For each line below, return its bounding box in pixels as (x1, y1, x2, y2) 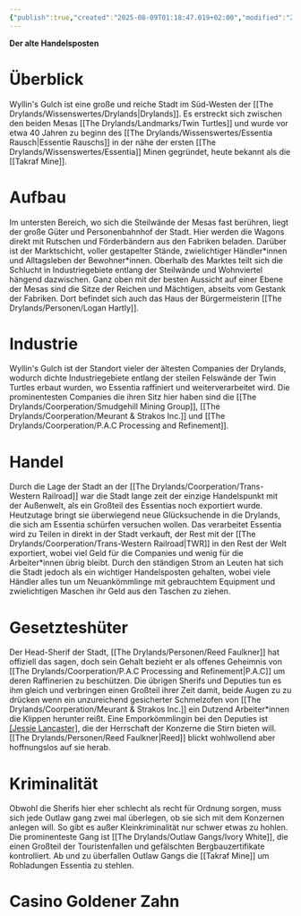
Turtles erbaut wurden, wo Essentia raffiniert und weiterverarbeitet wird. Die (9, 382, 290, 393)
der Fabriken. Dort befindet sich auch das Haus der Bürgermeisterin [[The (9, 293, 282, 304)
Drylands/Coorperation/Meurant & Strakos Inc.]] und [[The (9, 411, 226, 422)
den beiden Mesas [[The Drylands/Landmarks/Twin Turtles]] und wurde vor (9, 117, 288, 128)
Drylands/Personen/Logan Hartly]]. (9, 302, 139, 313)
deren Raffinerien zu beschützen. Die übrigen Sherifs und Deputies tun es (9, 675, 282, 686)
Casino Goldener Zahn (9, 892, 180, 912)
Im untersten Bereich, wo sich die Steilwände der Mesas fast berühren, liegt (9, 217, 289, 227)
